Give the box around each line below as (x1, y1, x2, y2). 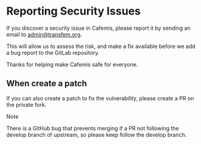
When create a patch (6, 78, 87, 89)
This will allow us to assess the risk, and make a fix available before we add (6, 43, 196, 50)
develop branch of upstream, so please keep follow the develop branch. (6, 131, 187, 138)
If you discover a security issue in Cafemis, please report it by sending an (6, 24, 191, 32)
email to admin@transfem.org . (6, 30, 82, 38)
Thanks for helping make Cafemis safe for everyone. (6, 61, 138, 68)
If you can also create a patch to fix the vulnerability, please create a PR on (6, 94, 194, 101)
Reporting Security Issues (6, 4, 141, 18)
